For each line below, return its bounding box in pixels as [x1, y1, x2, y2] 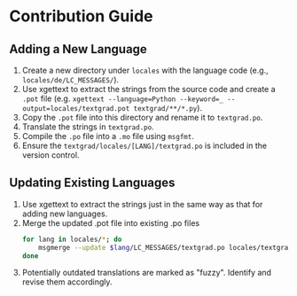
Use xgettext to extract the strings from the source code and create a [21, 84, 277, 94]
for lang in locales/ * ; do [21, 235, 122, 244]
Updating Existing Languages [9, 175, 176, 191]
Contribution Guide [9, 6, 153, 27]
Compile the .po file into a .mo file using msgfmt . [21, 131, 195, 141]
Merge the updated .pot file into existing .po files [21, 217, 200, 228]
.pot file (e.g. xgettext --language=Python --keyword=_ [21, 93, 224, 104]
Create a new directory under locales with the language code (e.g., [21, 65, 269, 75]
